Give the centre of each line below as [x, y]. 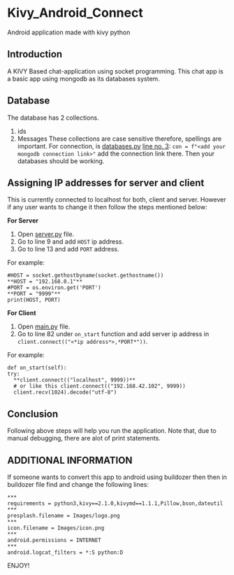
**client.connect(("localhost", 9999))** [75, 380]
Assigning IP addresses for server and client [106, 182]
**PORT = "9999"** [34, 294]
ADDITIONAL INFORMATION [70, 460]
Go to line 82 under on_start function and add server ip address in [113, 334]
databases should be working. [61, 161]
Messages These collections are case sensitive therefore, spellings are [119, 139]
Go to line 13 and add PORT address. [68, 249]
